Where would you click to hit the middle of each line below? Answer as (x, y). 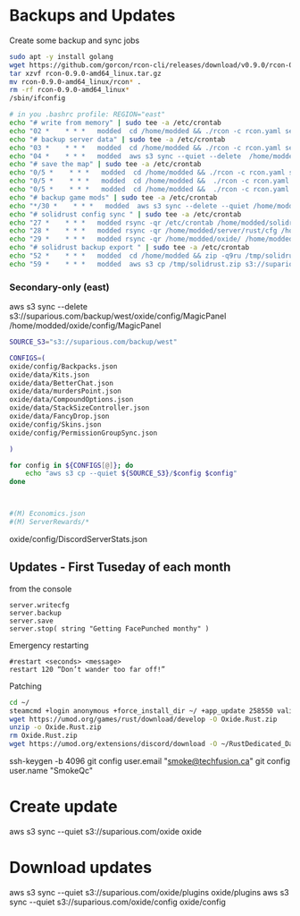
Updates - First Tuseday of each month (120, 568)
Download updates (81, 868)
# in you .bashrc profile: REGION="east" (87, 114)
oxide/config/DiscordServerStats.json (79, 539)
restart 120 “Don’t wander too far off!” (87, 669)
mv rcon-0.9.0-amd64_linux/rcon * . (75, 81)
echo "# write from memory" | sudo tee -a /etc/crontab (115, 123)
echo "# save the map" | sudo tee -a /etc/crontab (105, 165)
